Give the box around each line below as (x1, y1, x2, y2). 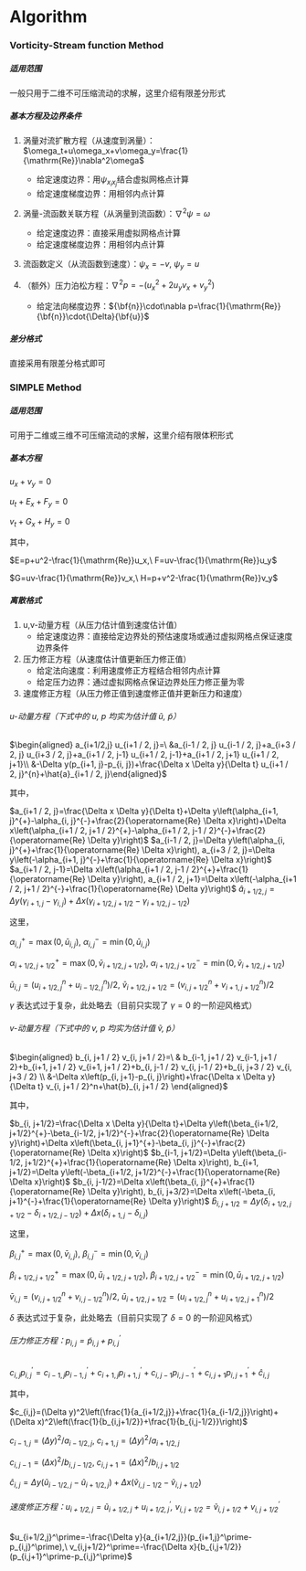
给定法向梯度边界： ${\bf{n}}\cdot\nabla (36, 301, 186, 312)
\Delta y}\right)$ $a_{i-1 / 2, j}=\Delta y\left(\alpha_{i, (87, 834, 286, 846)
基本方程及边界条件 (9, 110, 82, 121)
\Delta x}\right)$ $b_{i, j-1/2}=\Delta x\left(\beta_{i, (9, 1176, 199, 1187)
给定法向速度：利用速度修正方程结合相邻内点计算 (36, 665, 221, 676)
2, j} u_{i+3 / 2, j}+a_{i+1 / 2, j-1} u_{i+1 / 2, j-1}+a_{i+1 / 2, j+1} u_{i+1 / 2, (9, 749, 280, 760)
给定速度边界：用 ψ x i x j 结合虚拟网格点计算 (36, 174, 189, 188)
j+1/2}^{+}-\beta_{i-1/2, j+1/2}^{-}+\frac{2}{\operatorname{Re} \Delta (9, 1127, 269, 1139)
